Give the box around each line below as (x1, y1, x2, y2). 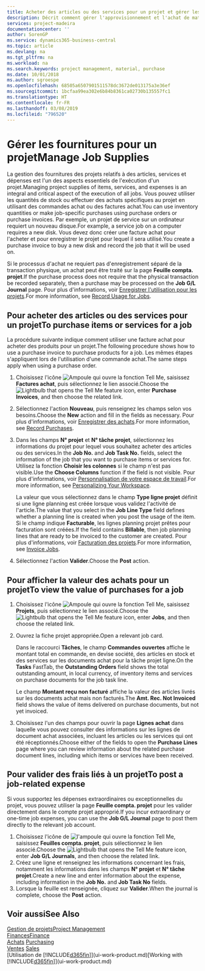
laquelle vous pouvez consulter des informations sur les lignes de (15, 726, 180, 733)
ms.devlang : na (7, 49, 46, 55)
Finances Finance (7, 931, 50, 939)
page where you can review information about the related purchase (15, 745, 185, 753)
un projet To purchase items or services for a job (7, 320, 192, 330)
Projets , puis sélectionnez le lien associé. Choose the (15, 607, 148, 614)
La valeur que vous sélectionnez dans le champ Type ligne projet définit (15, 494, 198, 501)
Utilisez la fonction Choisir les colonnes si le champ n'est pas (15, 462, 171, 470)
